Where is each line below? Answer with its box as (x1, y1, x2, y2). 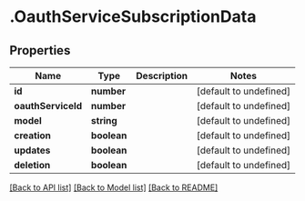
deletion (14, 159, 51, 171)
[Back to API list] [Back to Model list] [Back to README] (9, 182, 219, 193)
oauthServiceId (14, 100, 83, 112)
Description (136, 70, 188, 82)
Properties (9, 43, 71, 58)
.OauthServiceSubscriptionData (9, 6, 257, 27)
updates (14, 144, 51, 156)
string (90, 115, 118, 126)
